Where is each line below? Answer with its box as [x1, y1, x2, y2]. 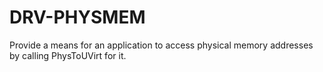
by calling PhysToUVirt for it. [9, 49, 127, 61]
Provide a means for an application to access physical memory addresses [9, 39, 314, 51]
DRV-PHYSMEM [9, 6, 146, 29]
